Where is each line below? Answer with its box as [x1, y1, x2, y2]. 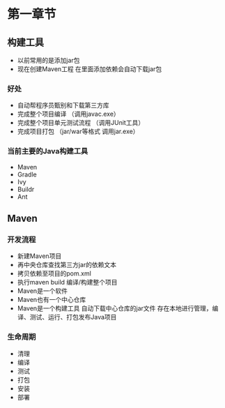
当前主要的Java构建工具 [7, 146, 88, 156]
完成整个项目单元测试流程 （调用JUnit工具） [17, 119, 145, 127]
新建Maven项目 [17, 252, 62, 260]
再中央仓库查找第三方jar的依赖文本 [17, 261, 117, 269]
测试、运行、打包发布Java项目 [29, 313, 117, 322]
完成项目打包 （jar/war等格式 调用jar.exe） [17, 127, 139, 136]
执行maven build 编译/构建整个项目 [17, 278, 118, 287]
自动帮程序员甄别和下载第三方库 [17, 101, 109, 109]
